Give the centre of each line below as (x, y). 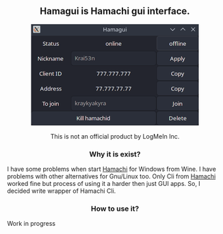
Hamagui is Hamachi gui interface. (115, 11)
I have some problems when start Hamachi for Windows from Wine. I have (112, 169)
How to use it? (115, 209)
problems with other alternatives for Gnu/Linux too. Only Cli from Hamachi (112, 176)
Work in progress (31, 224)
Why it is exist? (115, 154)
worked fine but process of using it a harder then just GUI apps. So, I (104, 184)
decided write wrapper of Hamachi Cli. (62, 191)
